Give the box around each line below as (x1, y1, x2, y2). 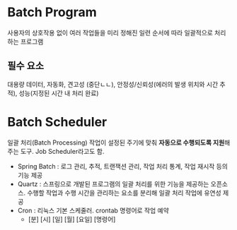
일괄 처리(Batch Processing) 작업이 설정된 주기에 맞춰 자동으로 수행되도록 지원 (7, 138, 225, 147)
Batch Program (7, 4, 97, 20)
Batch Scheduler (7, 114, 108, 130)
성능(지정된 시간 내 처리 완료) (18, 89, 99, 97)
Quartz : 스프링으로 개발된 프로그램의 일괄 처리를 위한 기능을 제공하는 (17, 179, 209, 188)
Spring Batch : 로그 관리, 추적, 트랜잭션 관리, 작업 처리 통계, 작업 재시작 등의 (17, 162, 229, 170)
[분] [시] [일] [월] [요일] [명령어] (28, 214, 116, 223)
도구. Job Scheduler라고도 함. (20, 147, 105, 155)
